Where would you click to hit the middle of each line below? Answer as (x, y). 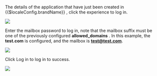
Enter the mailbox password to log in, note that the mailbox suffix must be (78, 30)
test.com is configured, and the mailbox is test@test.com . (64, 41)
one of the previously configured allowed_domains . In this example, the (78, 36)
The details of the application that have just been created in (65, 7)
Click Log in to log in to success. (38, 59)
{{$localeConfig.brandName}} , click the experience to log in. (66, 12)
